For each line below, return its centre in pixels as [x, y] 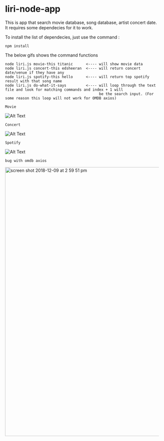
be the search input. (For [126, 94]
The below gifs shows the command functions [52, 55]
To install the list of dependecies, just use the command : [62, 37]
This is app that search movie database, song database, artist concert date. [81, 22]
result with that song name [34, 81]
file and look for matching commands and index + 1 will [64, 90]
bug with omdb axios [26, 160]
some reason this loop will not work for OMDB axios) [61, 98]
